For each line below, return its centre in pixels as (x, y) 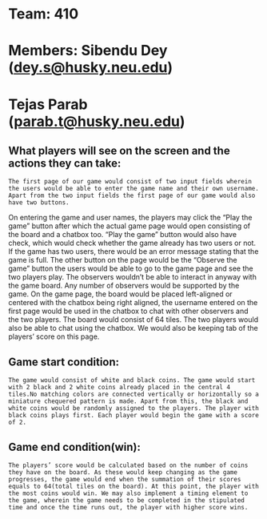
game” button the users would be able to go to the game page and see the (131, 268)
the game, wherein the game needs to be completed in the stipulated (127, 501)
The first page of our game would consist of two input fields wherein (130, 182)
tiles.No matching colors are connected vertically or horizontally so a (134, 394)
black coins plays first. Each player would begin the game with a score (134, 416)
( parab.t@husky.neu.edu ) (97, 121)
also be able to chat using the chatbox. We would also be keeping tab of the (133, 328)
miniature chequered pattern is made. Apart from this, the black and (128, 401)
